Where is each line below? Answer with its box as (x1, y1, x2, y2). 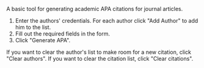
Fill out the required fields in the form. (15, 30, 111, 37)
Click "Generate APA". (15, 37, 71, 43)
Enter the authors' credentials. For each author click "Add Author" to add (15, 17, 199, 24)
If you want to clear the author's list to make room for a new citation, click (6, 48, 191, 56)
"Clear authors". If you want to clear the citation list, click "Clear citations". (6, 55, 194, 62)
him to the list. (15, 24, 51, 31)
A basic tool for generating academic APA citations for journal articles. (6, 6, 183, 12)
